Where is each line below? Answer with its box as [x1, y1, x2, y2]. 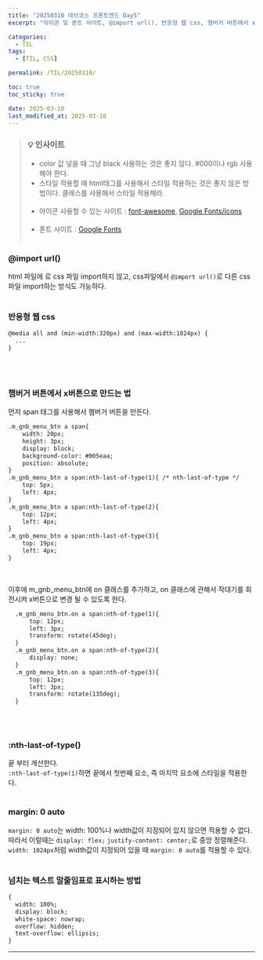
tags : [8, 48, 26, 56]
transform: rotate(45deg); [28, 632, 117, 640]
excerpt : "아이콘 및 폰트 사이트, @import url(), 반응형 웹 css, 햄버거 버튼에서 [8, 19, 249, 27]
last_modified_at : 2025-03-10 [8, 111, 107, 120]
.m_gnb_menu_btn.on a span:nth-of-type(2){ [15, 647, 159, 655]
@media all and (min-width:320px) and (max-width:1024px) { [8, 330, 209, 338]
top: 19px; [22, 539, 58, 548]
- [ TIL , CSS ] [15, 55, 58, 63]
